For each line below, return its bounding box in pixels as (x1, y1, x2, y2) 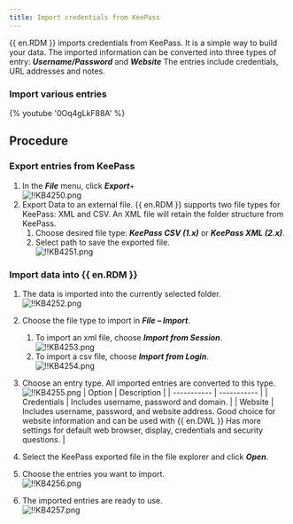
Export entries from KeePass (9, 160, 135, 173)
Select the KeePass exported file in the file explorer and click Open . (21, 451, 269, 462)
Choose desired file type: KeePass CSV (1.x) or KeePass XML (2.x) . (35, 227, 285, 238)
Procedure (9, 134, 69, 149)
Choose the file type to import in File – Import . (21, 315, 191, 325)
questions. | (21, 434, 66, 444)
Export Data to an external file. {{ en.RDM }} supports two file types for (21, 199, 281, 209)
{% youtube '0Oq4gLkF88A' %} (9, 107, 126, 118)
